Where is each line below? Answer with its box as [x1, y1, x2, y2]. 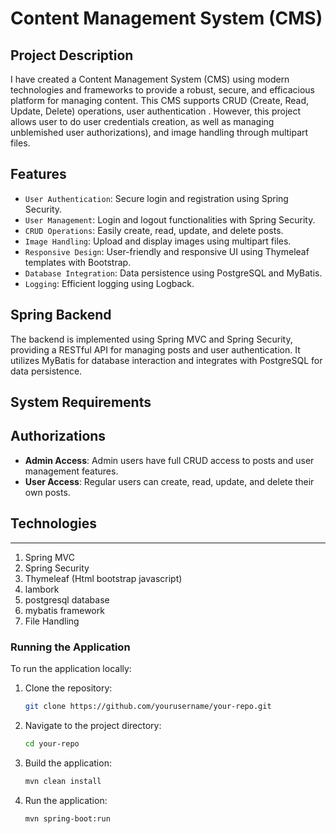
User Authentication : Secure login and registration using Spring [24, 192, 289, 204]
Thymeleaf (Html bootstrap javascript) [24, 572, 183, 584]
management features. [24, 465, 119, 477]
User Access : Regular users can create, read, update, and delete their [24, 475, 315, 487]
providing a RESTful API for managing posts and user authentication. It [10, 343, 301, 356]
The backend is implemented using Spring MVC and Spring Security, [10, 333, 293, 345]
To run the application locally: [10, 662, 132, 674]
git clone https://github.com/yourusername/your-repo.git [24, 701, 272, 711]
